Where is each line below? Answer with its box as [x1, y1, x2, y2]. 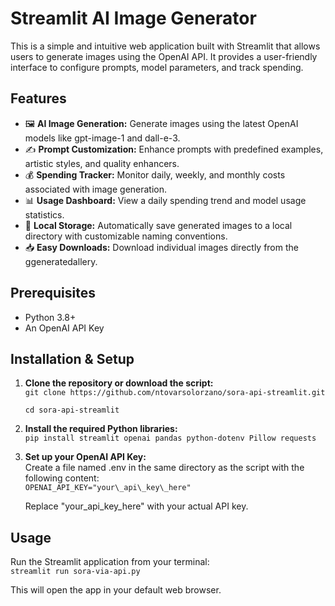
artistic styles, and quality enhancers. [24, 157, 180, 169]
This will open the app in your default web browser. [10, 584, 222, 596]
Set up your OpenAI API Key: [24, 451, 147, 463]
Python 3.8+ [24, 311, 77, 323]
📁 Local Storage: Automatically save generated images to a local [24, 219, 293, 231]
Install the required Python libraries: [24, 423, 178, 435]
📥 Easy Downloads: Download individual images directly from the [24, 241, 299, 253]
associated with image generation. [24, 183, 168, 195]
